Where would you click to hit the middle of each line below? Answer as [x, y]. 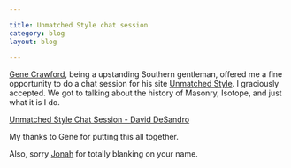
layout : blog [33, 42]
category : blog [37, 33]
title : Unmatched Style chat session [79, 25]
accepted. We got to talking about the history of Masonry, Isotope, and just [145, 93]
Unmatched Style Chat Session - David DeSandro [100, 119]
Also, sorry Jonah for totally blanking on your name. [104, 154]
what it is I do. [34, 103]
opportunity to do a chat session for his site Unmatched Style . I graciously [144, 84]
